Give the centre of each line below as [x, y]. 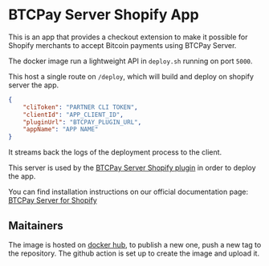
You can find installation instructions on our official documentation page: [128, 192]
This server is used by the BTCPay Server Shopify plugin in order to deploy [132, 168]
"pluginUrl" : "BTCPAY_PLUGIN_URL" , [82, 122]
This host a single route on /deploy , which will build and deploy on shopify [131, 76]
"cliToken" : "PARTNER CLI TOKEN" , [80, 107]
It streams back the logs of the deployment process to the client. [115, 152]
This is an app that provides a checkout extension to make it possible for [128, 37]
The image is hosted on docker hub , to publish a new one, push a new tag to [135, 245]
